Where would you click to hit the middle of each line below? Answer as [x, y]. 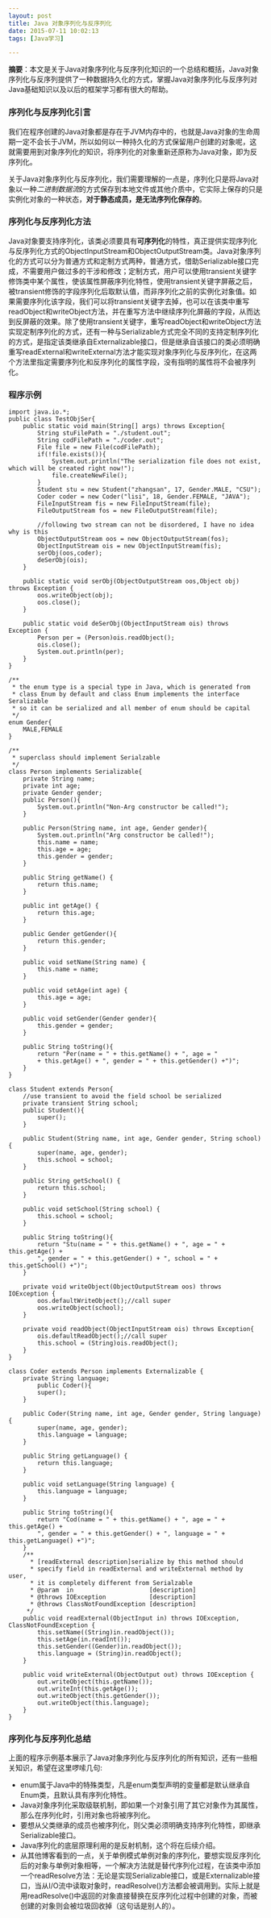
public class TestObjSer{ [52, 419]
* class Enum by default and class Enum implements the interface [126, 694]
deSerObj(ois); [63, 560]
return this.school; [72, 1188]
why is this [28, 532]
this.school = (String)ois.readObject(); [108, 1343]
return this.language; [75, 1463]
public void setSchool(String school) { [92, 1209]
